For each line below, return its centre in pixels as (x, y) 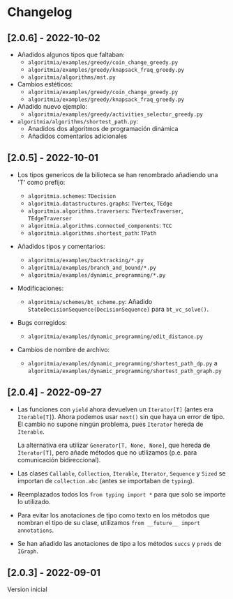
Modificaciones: (40, 288)
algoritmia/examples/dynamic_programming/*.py (97, 275)
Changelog (40, 12)
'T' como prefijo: (41, 182)
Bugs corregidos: (42, 322)
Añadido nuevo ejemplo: (52, 106)
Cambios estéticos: (45, 84)
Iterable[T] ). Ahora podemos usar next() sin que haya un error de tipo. (121, 416)
